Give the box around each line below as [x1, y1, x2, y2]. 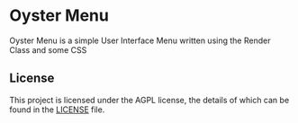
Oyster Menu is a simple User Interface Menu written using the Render [9, 35, 271, 46]
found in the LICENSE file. [9, 104, 105, 115]
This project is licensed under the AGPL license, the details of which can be [9, 94, 290, 105]
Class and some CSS [9, 44, 87, 55]
